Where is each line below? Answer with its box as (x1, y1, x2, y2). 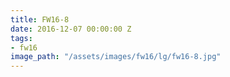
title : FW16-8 (10, 14, 70, 25)
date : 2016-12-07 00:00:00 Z (10, 24, 132, 34)
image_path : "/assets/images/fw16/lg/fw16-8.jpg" (10, 52, 222, 62)
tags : (10, 33, 33, 43)
